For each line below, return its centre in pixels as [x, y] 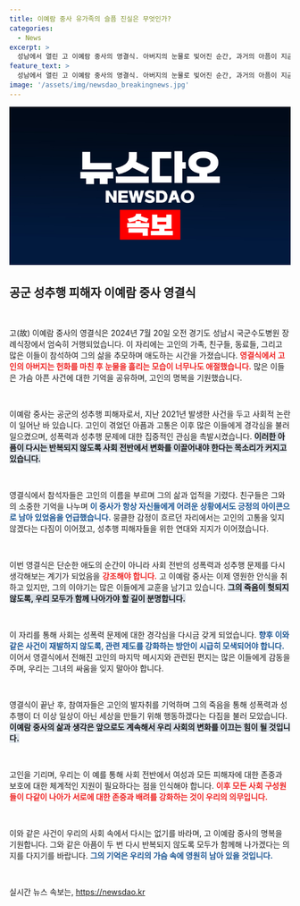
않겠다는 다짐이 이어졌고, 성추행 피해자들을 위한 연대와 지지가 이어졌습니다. [139, 529]
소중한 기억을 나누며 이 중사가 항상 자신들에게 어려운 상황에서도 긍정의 [139, 506]
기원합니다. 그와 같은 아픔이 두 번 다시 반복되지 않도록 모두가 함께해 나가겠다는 [145, 844]
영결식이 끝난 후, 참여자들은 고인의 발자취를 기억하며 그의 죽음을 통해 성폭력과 [144, 705]
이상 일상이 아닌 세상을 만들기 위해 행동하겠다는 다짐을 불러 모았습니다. [165, 716]
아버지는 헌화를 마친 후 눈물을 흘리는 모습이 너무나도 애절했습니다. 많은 [147, 367]
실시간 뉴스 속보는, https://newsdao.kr [77, 892]
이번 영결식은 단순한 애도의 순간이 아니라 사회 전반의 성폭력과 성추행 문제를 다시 [147, 565]
